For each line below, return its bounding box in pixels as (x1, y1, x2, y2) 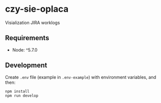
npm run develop (5, 93, 38, 98)
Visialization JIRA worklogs (5, 20, 60, 26)
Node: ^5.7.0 (12, 47, 38, 52)
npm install (5, 89, 30, 94)
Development (5, 61, 48, 70)
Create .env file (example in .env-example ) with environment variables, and (5, 74, 157, 80)
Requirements (5, 34, 49, 42)
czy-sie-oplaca (5, 3, 69, 15)
